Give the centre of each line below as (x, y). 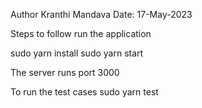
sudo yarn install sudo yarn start (77, 53)
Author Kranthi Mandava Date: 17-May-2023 (101, 14)
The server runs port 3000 (65, 72)
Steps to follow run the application (81, 33)
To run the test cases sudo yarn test (84, 92)
